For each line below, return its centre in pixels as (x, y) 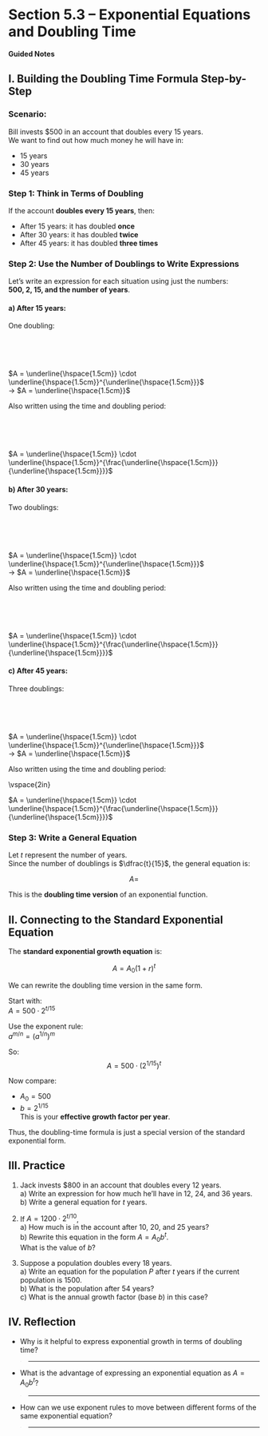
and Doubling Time (72, 32)
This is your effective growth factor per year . (95, 1116)
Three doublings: (36, 688)
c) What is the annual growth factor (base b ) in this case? (114, 1297)
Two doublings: (33, 507)
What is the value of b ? (57, 1247)
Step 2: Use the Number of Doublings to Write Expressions (124, 264)
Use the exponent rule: (46, 1026)
